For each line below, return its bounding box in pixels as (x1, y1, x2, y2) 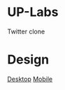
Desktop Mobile (7, 75, 53, 83)
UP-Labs (7, 4, 59, 20)
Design (7, 52, 50, 68)
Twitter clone (7, 27, 45, 36)
